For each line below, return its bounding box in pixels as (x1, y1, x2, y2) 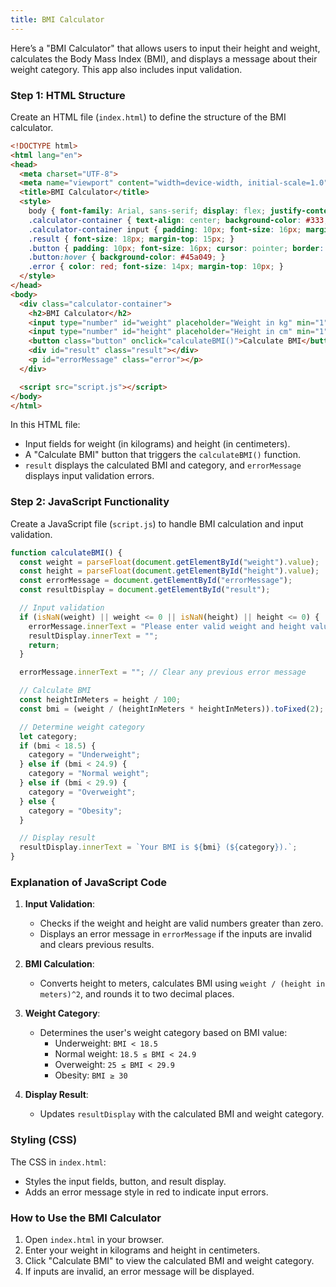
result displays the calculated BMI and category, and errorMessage (24, 459, 302, 471)
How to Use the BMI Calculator (10, 1211, 162, 1225)
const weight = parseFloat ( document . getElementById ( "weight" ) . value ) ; (19, 557, 320, 567)
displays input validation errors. (24, 470, 155, 482)
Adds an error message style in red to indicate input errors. (24, 1186, 269, 1198)
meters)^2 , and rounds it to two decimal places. (39, 988, 235, 1000)
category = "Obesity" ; (28, 806, 123, 816)
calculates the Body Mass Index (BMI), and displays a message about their (10, 52, 318, 65)
